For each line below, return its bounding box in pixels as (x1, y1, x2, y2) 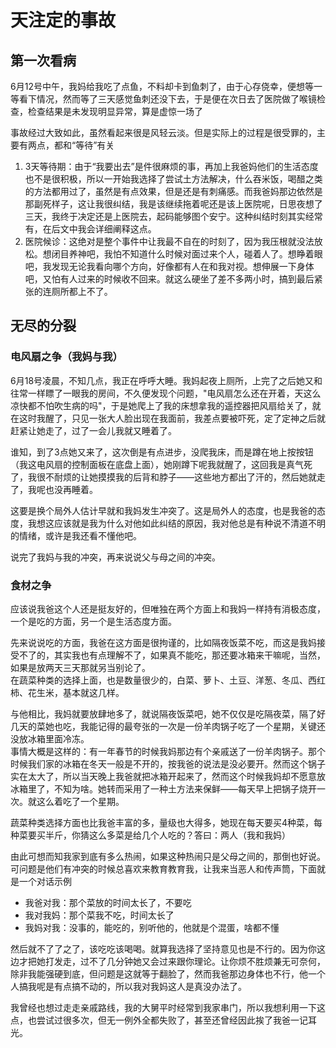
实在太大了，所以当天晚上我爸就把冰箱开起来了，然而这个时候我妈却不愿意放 (10, 770, 326, 782)
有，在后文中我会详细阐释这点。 (24, 223, 157, 235)
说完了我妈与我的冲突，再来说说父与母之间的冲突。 (10, 551, 221, 563)
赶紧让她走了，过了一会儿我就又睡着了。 (10, 424, 177, 436)
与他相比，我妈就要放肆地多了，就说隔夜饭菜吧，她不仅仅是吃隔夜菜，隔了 (10, 707, 317, 720)
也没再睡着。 (44, 483, 98, 495)
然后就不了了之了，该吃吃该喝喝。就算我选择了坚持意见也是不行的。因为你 (10, 942, 317, 955)
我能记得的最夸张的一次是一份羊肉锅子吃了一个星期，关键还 (79, 720, 326, 732)
